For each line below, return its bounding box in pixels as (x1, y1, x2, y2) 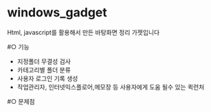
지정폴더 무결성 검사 (16, 57, 71, 66)
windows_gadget (7, 5, 108, 20)
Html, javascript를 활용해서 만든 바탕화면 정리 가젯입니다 (7, 28, 160, 36)
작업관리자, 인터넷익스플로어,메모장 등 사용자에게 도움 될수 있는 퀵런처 (16, 83, 205, 91)
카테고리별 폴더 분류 (16, 66, 71, 74)
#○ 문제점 (7, 97, 36, 105)
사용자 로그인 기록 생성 (16, 74, 78, 83)
